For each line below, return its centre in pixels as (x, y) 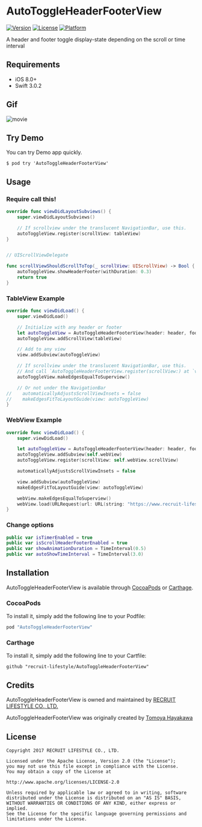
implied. (17, 808)
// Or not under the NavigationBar (62, 388)
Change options (30, 525)
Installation (28, 573)
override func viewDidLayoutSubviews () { (59, 212)
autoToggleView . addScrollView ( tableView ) (69, 338)
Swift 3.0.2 (28, 85)
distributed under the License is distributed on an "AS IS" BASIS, (94, 798)
